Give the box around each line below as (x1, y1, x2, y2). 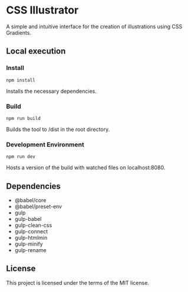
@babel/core (14, 197, 47, 204)
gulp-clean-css (14, 221, 52, 229)
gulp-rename (14, 247, 47, 254)
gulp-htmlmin (14, 234, 48, 241)
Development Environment (6, 140, 84, 149)
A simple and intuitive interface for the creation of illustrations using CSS (6, 23, 183, 30)
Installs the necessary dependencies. (6, 88, 97, 95)
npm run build (6, 115, 41, 121)
